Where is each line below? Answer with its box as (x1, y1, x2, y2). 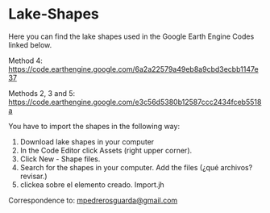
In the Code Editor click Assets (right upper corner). (19, 145, 193, 155)
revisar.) (19, 171, 48, 181)
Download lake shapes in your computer (19, 136, 155, 146)
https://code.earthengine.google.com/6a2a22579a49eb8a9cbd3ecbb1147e (8, 64, 260, 73)
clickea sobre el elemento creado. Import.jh (19, 179, 165, 190)
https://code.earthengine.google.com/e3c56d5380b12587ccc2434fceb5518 (8, 97, 262, 106)
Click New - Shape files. (19, 154, 101, 164)
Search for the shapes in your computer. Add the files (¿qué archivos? (19, 162, 253, 172)
